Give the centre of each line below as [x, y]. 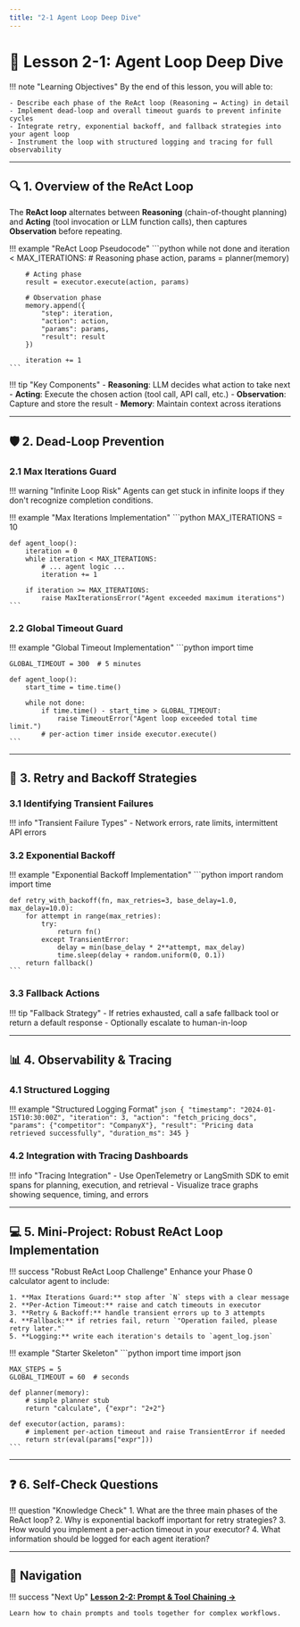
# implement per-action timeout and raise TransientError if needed [155, 1432]
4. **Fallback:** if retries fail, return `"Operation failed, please [143, 1321]
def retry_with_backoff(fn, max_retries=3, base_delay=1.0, [124, 901]
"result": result [73, 337]
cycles [21, 118]
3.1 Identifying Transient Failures [82, 803]
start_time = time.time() [74, 688]
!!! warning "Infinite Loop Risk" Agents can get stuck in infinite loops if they [147, 491]
